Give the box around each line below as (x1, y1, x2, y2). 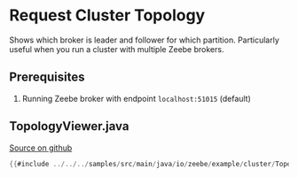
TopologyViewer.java (9, 119, 129, 134)
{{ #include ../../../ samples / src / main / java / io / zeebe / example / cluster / (9, 159, 276, 168)
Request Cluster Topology (9, 5, 206, 26)
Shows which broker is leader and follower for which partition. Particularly (9, 35, 279, 45)
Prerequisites (9, 70, 85, 85)
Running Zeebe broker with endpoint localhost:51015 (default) (21, 93, 251, 104)
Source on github (9, 142, 73, 153)
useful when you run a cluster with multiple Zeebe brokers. (9, 43, 224, 54)
